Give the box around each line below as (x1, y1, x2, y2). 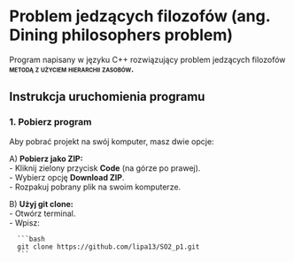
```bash (17, 235, 46, 243)
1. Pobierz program (9, 116, 92, 128)
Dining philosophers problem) (9, 25, 233, 45)
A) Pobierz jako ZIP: (9, 153, 83, 164)
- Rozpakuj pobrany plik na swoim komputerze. (9, 181, 182, 192)
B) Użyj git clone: (9, 198, 73, 209)
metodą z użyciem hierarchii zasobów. (9, 64, 135, 74)
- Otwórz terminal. (9, 208, 76, 219)
